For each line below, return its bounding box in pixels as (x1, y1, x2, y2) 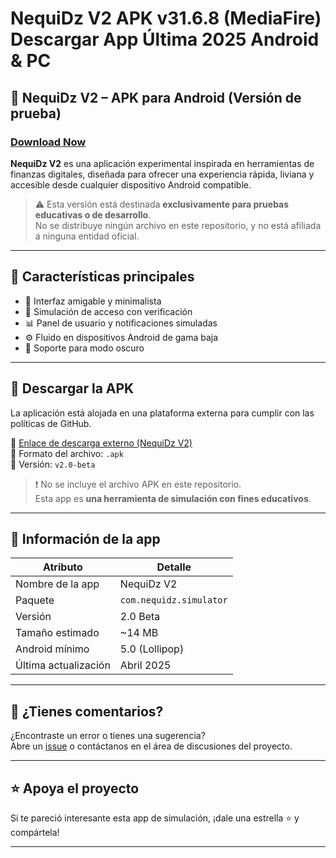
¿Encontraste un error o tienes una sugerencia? (10, 730, 206, 742)
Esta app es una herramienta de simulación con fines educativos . (34, 492, 312, 504)
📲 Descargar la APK (10, 380, 135, 397)
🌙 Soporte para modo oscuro (24, 342, 145, 354)
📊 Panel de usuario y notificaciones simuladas (24, 317, 218, 329)
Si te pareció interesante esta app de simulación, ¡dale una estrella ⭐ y (10, 812, 300, 824)
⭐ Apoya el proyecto (10, 780, 140, 797)
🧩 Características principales (10, 268, 195, 286)
